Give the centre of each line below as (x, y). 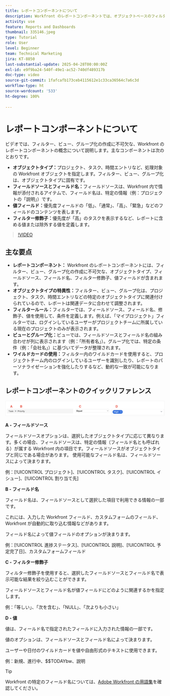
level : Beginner (22, 48)
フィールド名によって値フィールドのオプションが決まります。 (69, 534)
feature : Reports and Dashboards (40, 27)
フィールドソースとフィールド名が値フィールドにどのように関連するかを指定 (85, 590)
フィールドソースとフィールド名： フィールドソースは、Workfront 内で (85, 187)
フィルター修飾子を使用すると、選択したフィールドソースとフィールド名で (82, 573)
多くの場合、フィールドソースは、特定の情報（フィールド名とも (80, 442)
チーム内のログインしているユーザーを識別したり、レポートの (94, 360)
